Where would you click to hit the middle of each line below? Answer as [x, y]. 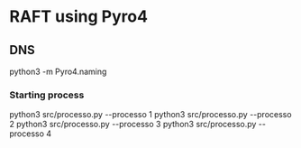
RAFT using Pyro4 [79, 17]
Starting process [47, 95]
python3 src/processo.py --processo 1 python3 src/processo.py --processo [150, 115]
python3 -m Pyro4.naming [58, 71]
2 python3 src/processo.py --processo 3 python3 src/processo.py [133, 125]
